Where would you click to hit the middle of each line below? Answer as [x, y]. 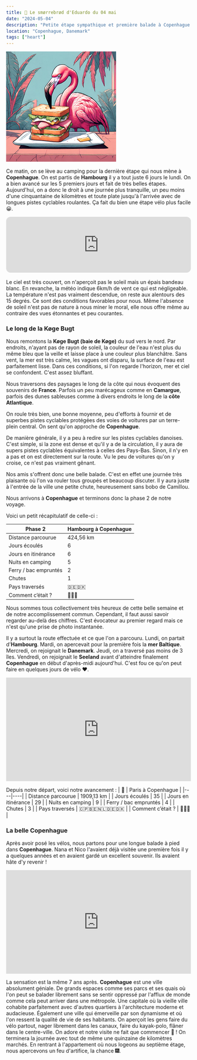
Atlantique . [20, 403]
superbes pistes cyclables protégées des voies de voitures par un [86, 420]
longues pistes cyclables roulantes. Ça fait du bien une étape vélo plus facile [98, 202]
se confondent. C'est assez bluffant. [50, 373]
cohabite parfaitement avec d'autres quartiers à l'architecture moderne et [95, 1007]
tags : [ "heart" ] [26, 37]
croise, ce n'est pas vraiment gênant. [51, 463]
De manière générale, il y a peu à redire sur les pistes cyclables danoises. [95, 438]
